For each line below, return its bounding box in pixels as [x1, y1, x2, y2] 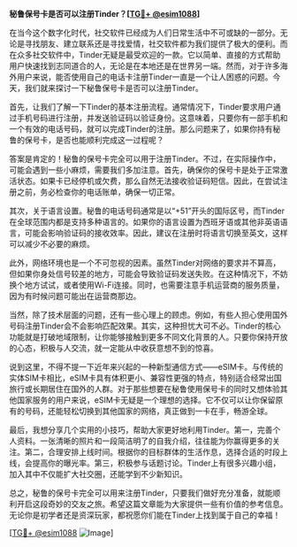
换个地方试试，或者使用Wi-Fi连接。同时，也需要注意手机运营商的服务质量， [9, 280, 285, 290]
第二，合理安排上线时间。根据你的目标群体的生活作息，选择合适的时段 [24, 447, 280, 457]
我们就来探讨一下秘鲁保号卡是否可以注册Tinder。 [24, 83, 203, 93]
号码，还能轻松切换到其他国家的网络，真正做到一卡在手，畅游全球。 [24, 406, 272, 416]
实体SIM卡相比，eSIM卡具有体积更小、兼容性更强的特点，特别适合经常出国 [9, 373, 282, 383]
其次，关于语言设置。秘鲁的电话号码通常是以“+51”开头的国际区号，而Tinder [9, 205, 286, 216]
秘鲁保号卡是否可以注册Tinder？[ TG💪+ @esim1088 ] [9, 9, 201, 19]
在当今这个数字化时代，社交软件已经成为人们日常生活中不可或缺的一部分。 [9, 27, 280, 38]
